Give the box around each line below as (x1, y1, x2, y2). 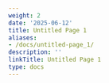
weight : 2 (8, 11, 41, 20)
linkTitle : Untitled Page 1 (8, 56, 102, 64)
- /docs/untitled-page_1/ (8, 41, 94, 49)
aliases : (8, 33, 37, 42)
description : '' (8, 48, 62, 56)
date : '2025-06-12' (8, 19, 73, 27)
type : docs (8, 63, 45, 71)
